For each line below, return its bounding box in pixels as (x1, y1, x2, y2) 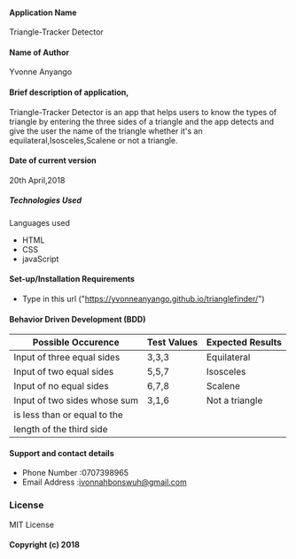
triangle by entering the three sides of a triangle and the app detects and (9, 116, 275, 127)
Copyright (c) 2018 (9, 540, 80, 550)
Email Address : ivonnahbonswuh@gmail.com (21, 477, 188, 487)
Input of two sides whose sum (13, 394, 139, 407)
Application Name (9, 7, 77, 18)
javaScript (21, 253, 59, 264)
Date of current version (9, 155, 97, 166)
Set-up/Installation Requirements (9, 274, 136, 284)
